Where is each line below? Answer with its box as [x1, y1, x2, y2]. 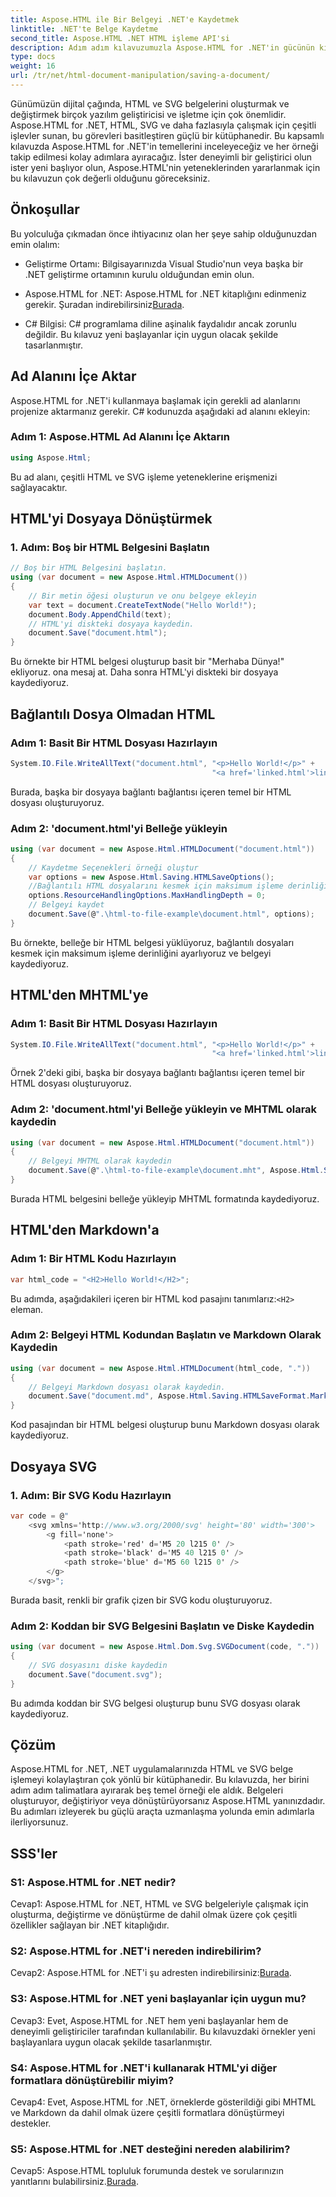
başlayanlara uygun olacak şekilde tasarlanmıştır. [10, 2036, 213, 2048]
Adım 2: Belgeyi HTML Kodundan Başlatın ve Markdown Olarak [10, 1328, 322, 1342]
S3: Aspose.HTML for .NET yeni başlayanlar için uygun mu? [10, 1992, 307, 2006]
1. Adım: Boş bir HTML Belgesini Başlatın [10, 540, 210, 554]
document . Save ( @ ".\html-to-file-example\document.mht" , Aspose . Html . [28, 1166, 325, 1176]
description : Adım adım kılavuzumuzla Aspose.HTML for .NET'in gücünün [10, 42, 315, 53]
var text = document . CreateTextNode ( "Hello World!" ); [28, 600, 257, 610]
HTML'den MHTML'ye [10, 987, 149, 1004]
